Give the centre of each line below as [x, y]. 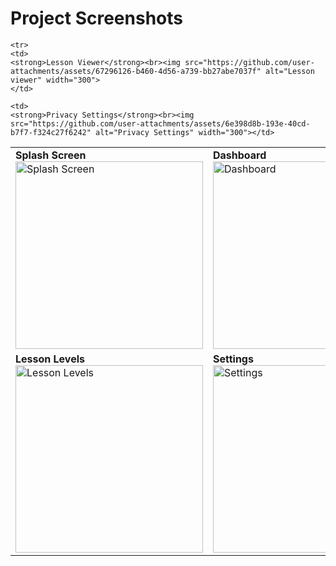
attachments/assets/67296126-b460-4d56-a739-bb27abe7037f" [136, 71]
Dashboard [240, 155]
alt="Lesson [290, 71]
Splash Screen [51, 155]
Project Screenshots [96, 18]
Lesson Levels [50, 359]
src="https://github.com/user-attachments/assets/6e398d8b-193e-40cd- [160, 123]
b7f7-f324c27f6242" [51, 132]
